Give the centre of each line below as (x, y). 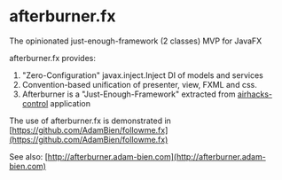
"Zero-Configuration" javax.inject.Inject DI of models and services (142, 75)
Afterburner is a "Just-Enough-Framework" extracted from (129, 94)
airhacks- (255, 94)
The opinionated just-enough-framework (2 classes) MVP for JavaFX (136, 41)
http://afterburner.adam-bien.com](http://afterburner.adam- (157, 156)
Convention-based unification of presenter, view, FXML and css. (139, 84)
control (35, 103)
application (70, 103)
